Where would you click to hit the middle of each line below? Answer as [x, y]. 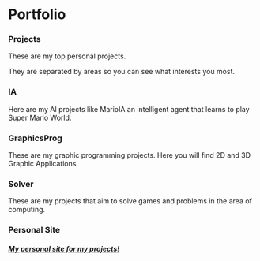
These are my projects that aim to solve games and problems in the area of [130, 201]
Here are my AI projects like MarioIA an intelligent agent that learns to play [129, 109]
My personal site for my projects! [64, 248]
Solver [21, 184]
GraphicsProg [36, 138]
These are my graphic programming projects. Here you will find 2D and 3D [130, 155]
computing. [27, 210]
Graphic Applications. [43, 164]
